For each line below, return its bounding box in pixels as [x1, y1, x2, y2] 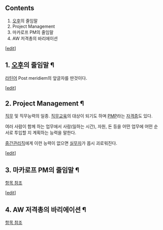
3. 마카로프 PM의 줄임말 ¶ [5, 166, 80, 174]
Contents [5, 4, 35, 12]
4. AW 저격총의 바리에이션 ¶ [5, 205, 86, 214]
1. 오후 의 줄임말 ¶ [5, 61, 54, 69]
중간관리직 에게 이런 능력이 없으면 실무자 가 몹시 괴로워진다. [5, 140, 118, 146]
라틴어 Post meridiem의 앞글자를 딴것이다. [5, 75, 87, 81]
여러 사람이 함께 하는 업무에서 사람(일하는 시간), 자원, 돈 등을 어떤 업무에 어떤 [5, 123, 153, 129]
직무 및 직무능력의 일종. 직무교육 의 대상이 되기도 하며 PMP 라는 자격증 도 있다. [5, 113, 153, 119]
